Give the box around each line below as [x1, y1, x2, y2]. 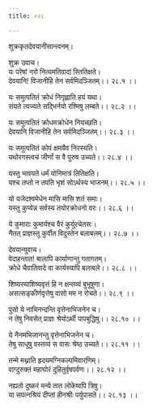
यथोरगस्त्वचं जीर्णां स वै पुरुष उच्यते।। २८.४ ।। [8, 152, 134, 162]
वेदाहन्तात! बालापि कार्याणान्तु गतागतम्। [8, 254, 108, 263]
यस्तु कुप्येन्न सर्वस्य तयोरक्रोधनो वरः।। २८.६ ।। [8, 202, 134, 212]
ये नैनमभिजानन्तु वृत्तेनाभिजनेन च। [8, 330, 95, 340]
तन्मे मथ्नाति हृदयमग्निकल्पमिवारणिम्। [8, 355, 101, 365]
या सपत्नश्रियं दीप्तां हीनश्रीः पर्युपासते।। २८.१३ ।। [8, 389, 138, 399]
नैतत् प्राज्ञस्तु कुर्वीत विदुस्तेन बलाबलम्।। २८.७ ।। [8, 228, 139, 238]
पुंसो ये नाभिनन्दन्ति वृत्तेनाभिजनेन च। [8, 304, 101, 314]
